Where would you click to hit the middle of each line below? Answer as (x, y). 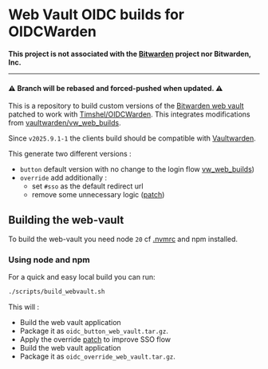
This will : (24, 307)
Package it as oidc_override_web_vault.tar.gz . (97, 356)
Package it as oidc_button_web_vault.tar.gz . (94, 331)
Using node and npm (49, 260)
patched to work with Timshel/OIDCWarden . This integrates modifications (129, 114)
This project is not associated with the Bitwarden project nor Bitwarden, (130, 54)
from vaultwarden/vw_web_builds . (65, 123)
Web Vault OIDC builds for (97, 15)
